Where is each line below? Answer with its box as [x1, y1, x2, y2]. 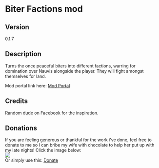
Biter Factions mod [5, 3, 83, 15]
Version [5, 23, 29, 31]
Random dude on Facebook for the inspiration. [5, 110, 99, 116]
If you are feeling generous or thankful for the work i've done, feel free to [5, 137, 152, 143]
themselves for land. [5, 73, 46, 79]
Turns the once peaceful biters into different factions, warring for [5, 63, 136, 69]
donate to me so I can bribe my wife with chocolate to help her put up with [5, 142, 155, 148]
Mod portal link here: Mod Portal [5, 83, 70, 88]
